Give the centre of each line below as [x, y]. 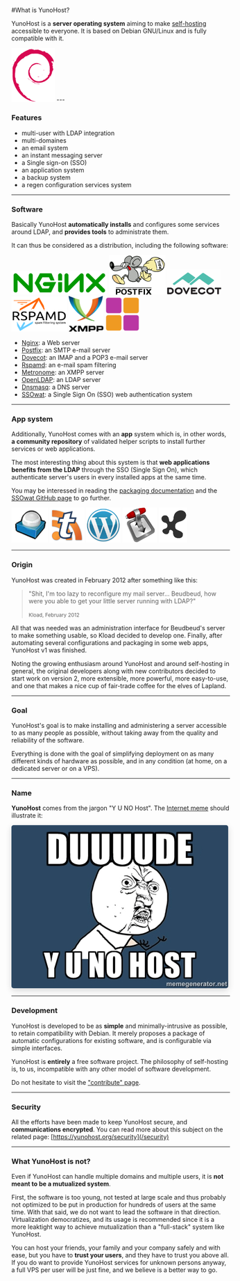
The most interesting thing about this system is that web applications [111, 463]
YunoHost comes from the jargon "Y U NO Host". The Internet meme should [120, 808]
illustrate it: [27, 815]
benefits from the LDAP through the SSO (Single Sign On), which [105, 470]
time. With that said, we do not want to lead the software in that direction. [116, 1212]
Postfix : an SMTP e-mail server [66, 350]
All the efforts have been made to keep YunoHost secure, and [100, 1122]
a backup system [46, 177]
